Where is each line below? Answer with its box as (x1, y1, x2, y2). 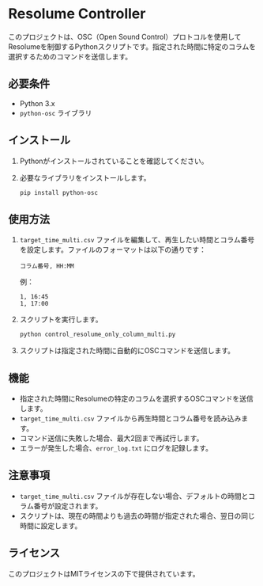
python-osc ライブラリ (19, 108, 92, 117)
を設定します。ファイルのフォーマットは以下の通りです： (19, 245, 207, 254)
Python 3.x (19, 98, 55, 108)
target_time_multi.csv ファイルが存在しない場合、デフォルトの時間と (19, 491, 249, 500)
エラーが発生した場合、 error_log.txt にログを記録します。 (19, 443, 213, 452)
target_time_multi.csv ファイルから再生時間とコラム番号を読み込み (19, 413, 242, 423)
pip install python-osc (19, 188, 99, 196)
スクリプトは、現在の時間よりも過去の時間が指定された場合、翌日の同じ (19, 511, 255, 520)
